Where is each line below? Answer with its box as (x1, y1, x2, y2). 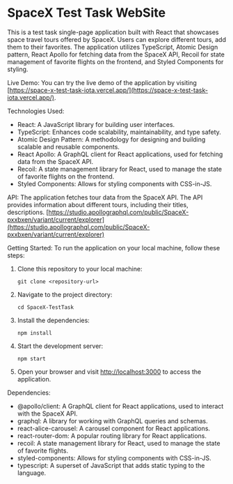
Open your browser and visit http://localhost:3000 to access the (17, 368, 202, 376)
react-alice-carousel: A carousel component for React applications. (17, 424, 211, 432)
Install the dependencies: (17, 316, 90, 324)
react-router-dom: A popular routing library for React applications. (17, 431, 207, 440)
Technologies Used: (7, 107, 65, 115)
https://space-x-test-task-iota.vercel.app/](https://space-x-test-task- (9, 86, 209, 94)
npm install (17, 329, 52, 336)
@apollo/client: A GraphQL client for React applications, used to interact (17, 402, 224, 410)
